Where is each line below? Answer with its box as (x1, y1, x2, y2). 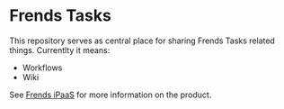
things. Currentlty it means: (9, 44, 111, 55)
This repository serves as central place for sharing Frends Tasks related (9, 35, 276, 46)
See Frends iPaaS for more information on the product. (9, 89, 212, 100)
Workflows (22, 62, 63, 73)
